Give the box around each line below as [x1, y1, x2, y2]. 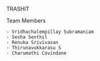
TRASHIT [6, 5, 29, 12]
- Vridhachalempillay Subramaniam [6, 29, 95, 35]
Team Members [6, 17, 46, 24]
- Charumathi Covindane [6, 50, 67, 56]
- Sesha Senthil [6, 34, 48, 40]
